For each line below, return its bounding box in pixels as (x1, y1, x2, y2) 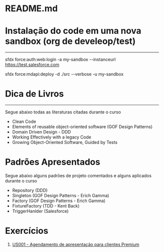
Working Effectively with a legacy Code (12, 134, 91, 140)
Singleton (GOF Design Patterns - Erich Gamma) (12, 193, 109, 198)
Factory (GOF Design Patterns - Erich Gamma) (12, 198, 106, 204)
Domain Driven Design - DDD (12, 129, 71, 135)
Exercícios (5, 226, 49, 236)
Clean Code (12, 118, 37, 125)
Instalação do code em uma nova (5, 25, 142, 37)
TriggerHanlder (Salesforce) (12, 208, 69, 214)
